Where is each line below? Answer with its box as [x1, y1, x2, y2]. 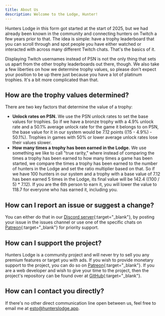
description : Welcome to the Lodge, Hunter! [5, 12, 98, 17]
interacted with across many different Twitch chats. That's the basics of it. [5, 46, 156, 52]
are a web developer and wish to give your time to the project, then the [5, 267, 149, 273]
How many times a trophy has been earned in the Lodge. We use [12, 145, 147, 151]
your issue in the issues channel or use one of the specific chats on [5, 220, 142, 225]
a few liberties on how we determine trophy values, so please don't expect [5, 66, 157, 72]
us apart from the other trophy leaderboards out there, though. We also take [5, 61, 160, 67]
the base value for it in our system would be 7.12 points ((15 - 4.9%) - [12, 129, 152, 135]
